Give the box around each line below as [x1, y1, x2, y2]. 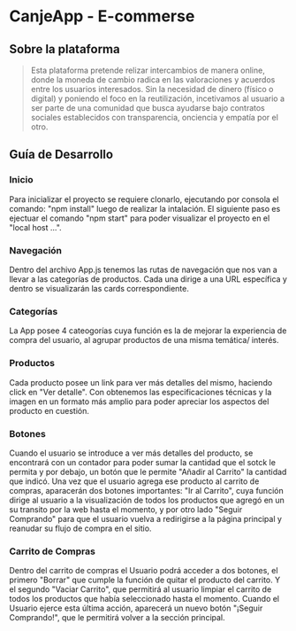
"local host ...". [9, 222, 62, 232]
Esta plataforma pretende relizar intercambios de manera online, [30, 65, 265, 75]
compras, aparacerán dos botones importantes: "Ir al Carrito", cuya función [9, 485, 285, 495]
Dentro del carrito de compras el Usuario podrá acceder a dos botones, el [9, 565, 278, 576]
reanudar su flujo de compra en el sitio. [9, 523, 152, 534]
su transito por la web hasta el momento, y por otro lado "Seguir [9, 503, 243, 515]
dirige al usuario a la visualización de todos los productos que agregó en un [9, 495, 285, 505]
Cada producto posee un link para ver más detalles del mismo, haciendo [9, 377, 273, 387]
